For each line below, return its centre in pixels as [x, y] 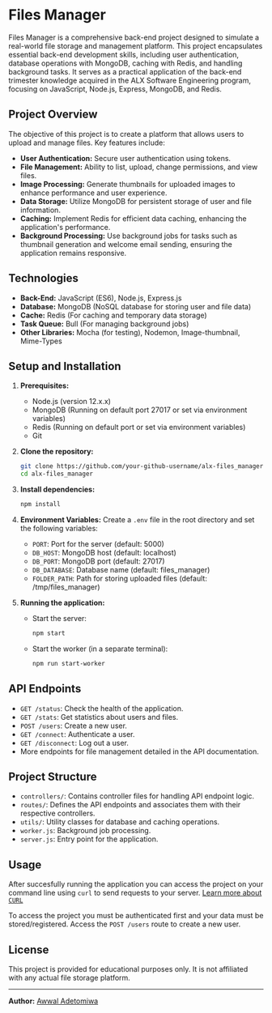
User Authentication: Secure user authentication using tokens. [125, 158]
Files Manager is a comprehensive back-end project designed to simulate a [134, 37]
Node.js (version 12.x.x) [72, 402]
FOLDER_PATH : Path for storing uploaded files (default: [120, 578]
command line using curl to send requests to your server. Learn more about [135, 893]
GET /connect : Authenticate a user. [77, 734]
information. [40, 210]
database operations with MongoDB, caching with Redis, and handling [125, 63]
